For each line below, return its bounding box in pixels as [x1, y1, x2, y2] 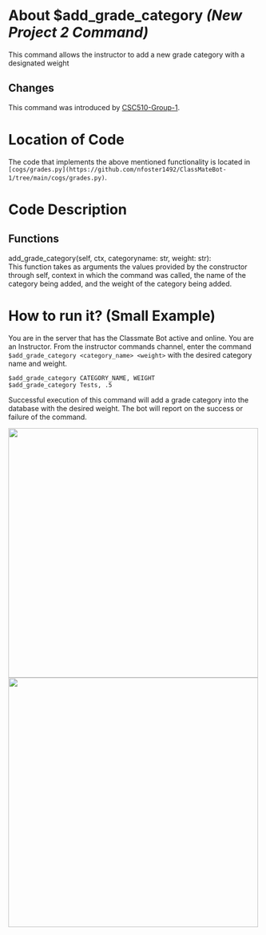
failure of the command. [8, 412, 88, 422]
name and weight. [8, 359, 68, 368]
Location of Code [8, 130, 125, 149]
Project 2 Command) [8, 23, 149, 42]
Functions [8, 232, 60, 246]
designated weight [8, 58, 69, 68]
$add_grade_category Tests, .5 [8, 381, 113, 389]
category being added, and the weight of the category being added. [8, 279, 232, 288]
